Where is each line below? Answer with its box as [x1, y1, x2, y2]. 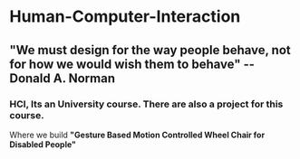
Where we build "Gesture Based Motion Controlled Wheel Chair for [9, 129, 266, 140]
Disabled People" [9, 138, 77, 150]
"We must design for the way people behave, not [9, 42, 292, 58]
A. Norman [53, 70, 116, 86]
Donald [9, 70, 52, 86]
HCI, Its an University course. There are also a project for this [9, 98, 284, 110]
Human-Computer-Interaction [9, 6, 241, 27]
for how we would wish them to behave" [9, 56, 241, 71]
